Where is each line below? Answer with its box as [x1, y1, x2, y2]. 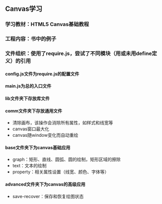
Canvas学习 [5, 4, 42, 13]
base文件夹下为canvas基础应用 [5, 144, 71, 150]
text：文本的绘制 [12, 163, 47, 169]
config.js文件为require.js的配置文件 [5, 71, 80, 77]
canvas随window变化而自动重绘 [12, 132, 79, 138]
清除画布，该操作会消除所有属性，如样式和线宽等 [12, 120, 113, 126]
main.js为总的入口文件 [5, 83, 51, 89]
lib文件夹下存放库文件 [5, 95, 50, 101]
